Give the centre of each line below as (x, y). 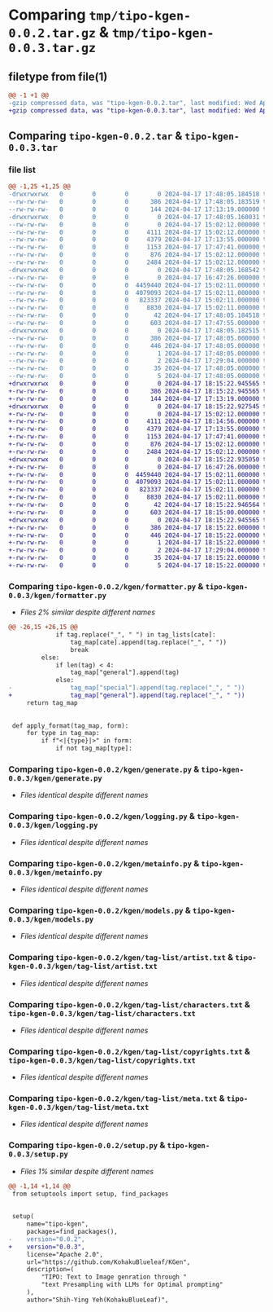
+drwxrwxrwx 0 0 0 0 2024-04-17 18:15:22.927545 (134, 406)
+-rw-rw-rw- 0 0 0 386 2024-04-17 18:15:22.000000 (134, 527)
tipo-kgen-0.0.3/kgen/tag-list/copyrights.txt (102, 1060)
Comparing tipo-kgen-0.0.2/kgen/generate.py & (104, 769)
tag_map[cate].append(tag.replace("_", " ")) (149, 642)
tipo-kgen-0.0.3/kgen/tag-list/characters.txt (102, 1013)
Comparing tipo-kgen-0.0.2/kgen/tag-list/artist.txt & (121, 958)
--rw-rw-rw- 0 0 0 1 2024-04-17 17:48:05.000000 (134, 353)
